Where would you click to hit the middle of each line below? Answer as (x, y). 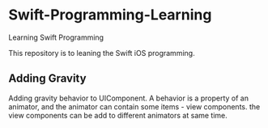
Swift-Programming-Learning (110, 15)
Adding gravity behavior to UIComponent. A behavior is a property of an (129, 98)
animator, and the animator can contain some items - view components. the (134, 106)
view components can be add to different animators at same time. (118, 115)
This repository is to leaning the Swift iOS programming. (102, 53)
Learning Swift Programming (56, 37)
